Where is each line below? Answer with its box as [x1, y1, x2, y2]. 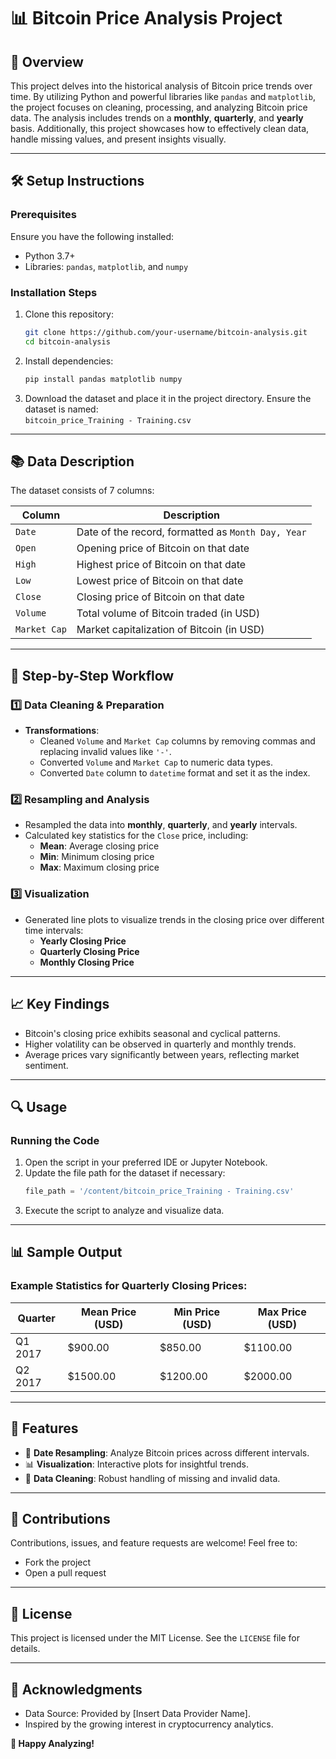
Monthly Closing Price [39, 956, 135, 968]
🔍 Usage [10, 1098, 68, 1115]
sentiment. [24, 1059, 69, 1071]
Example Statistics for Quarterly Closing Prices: [10, 1279, 248, 1293]
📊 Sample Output [10, 1244, 123, 1261]
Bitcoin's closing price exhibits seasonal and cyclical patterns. [24, 1027, 281, 1039]
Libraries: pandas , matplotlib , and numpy [24, 260, 189, 272]
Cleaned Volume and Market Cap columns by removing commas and [39, 735, 316, 747]
